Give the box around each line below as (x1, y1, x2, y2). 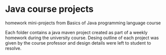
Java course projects (5, 3, 94, 15)
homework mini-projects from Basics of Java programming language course (5, 20, 161, 26)
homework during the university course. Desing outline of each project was (5, 35, 159, 41)
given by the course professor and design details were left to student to (5, 40, 151, 46)
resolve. (5, 45, 22, 51)
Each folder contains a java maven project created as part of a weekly (5, 29, 148, 35)
